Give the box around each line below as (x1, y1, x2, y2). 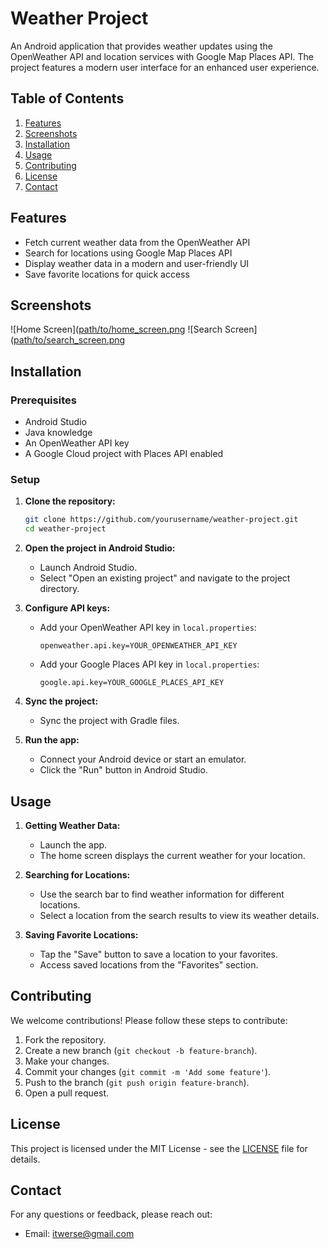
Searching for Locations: (24, 868, 131, 881)
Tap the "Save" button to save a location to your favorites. (39, 948, 278, 960)
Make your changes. (24, 1055, 110, 1067)
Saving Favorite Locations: (24, 928, 139, 941)
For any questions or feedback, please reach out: (10, 1208, 213, 1221)
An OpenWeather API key (24, 437, 130, 449)
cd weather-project (24, 524, 107, 534)
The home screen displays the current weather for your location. (39, 849, 306, 861)
